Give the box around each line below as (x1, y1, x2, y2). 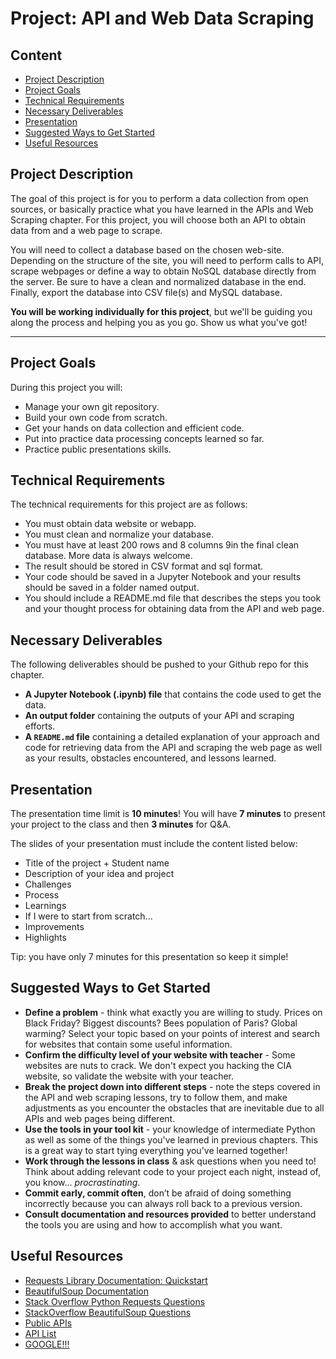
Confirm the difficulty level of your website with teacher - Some (24, 1048, 296, 1061)
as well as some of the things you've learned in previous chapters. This (24, 1133, 318, 1146)
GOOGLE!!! (24, 1338, 70, 1350)
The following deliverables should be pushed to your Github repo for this (10, 658, 309, 671)
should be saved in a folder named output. (24, 582, 200, 594)
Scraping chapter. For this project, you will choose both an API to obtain (10, 213, 306, 226)
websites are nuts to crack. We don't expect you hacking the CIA (24, 1059, 293, 1071)
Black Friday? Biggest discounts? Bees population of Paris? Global (24, 1017, 298, 1029)
